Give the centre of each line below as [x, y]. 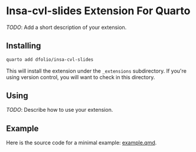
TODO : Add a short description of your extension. [66, 27]
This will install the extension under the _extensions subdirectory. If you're [97, 71]
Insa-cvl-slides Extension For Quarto [98, 11]
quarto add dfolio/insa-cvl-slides [50, 59]
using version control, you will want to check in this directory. [81, 77]
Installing [24, 46]
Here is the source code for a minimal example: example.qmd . [81, 143]
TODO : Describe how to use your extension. [60, 110]
